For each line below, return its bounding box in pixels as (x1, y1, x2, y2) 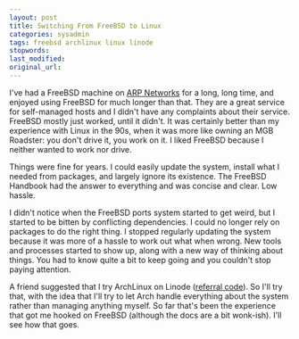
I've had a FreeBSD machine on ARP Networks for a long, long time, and (9, 87, 274, 98)
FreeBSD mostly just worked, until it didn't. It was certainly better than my (9, 115, 279, 126)
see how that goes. (9, 318, 80, 330)
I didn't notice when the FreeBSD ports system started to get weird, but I (9, 207, 276, 218)
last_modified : (9, 54, 66, 63)
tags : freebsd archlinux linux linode (9, 37, 154, 47)
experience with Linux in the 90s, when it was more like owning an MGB (9, 125, 274, 136)
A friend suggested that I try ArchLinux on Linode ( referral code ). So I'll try (9, 281, 283, 292)
